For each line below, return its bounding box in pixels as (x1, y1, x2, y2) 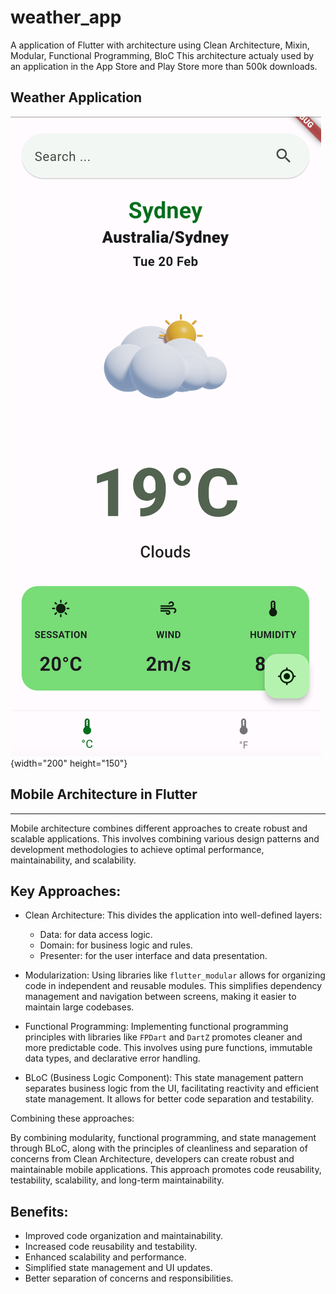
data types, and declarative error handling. (24, 1052, 201, 1065)
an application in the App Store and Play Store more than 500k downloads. (10, 60, 318, 72)
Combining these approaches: (10, 1112, 135, 1125)
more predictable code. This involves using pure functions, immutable (24, 1042, 313, 1054)
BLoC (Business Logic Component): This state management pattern (24, 1072, 304, 1084)
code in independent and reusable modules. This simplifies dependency (24, 980, 323, 992)
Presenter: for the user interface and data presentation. (39, 950, 268, 962)
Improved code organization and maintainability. (24, 1230, 223, 1242)
